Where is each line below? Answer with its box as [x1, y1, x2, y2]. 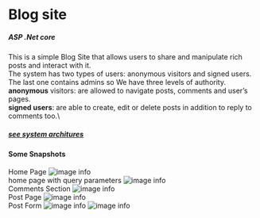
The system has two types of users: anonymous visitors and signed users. [8, 69, 252, 78]
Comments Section [8, 184, 72, 193]
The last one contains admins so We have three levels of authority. [8, 78, 227, 87]
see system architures [8, 129, 84, 139]
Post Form [8, 201, 42, 210]
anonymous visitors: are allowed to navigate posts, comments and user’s [8, 86, 248, 96]
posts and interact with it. [8, 61, 91, 71]
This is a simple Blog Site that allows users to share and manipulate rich [8, 52, 243, 62]
